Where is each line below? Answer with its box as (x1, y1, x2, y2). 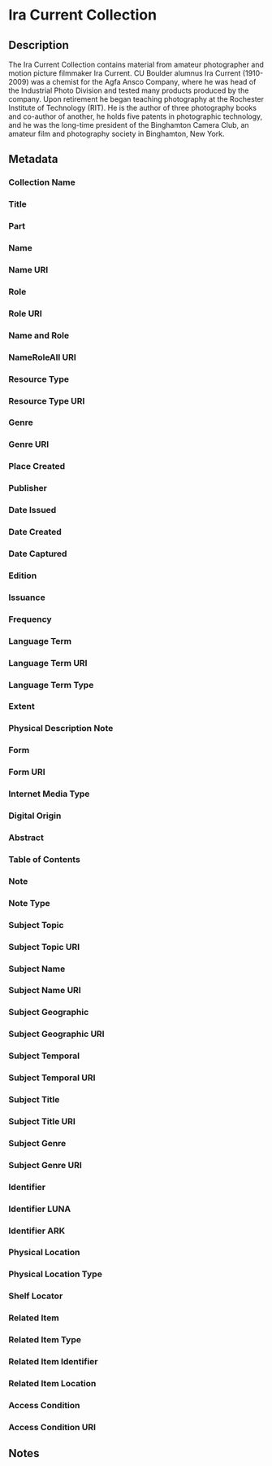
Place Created (8, 461, 66, 472)
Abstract (8, 832, 45, 843)
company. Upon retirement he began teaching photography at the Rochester (8, 94, 265, 103)
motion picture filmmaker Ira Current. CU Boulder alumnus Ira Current (8, 68, 241, 78)
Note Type (8, 897, 50, 908)
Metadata (8, 152, 58, 166)
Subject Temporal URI (8, 1072, 96, 1083)
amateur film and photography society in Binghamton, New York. (8, 129, 225, 138)
